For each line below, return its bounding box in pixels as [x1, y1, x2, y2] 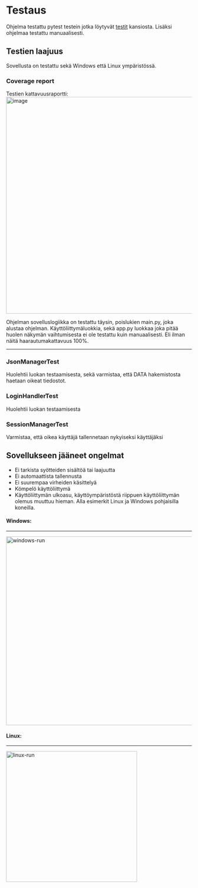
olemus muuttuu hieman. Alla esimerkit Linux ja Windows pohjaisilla [14, 497, 179, 504]
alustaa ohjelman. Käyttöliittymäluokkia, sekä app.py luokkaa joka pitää [6, 325, 179, 332]
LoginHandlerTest [6, 392, 58, 400]
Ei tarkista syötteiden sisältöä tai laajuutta [14, 466, 115, 473]
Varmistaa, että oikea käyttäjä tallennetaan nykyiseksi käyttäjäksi [6, 433, 163, 440]
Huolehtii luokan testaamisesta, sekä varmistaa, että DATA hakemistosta [6, 371, 181, 378]
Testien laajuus [6, 47, 64, 57]
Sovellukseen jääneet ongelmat [6, 451, 124, 461]
